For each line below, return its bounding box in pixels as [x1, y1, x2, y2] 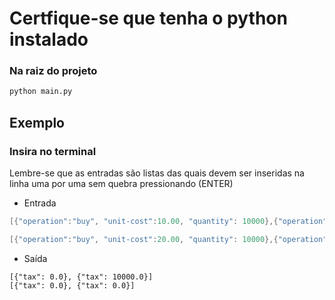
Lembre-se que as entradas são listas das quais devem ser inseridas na [9, 167, 305, 179]
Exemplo [9, 114, 65, 131]
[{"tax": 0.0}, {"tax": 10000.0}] [9, 272, 154, 282]
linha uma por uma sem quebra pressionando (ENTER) [9, 178, 234, 190]
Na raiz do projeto [9, 64, 98, 78]
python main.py [9, 87, 73, 97]
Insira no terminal [9, 144, 97, 158]
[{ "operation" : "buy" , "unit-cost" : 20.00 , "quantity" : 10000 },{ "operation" [9, 234, 328, 244]
